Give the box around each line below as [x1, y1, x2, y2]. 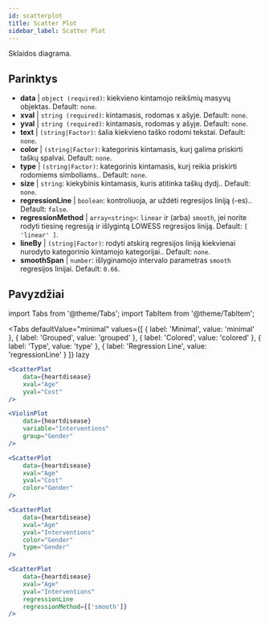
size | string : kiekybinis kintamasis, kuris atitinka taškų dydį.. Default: [19, 178, 251, 189]
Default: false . [19, 204, 69, 214]
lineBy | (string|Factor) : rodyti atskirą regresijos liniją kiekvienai [19, 239, 236, 248]
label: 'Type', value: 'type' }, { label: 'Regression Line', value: [8, 341, 207, 350]
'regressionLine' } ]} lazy [8, 350, 90, 359]
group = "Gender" [22, 432, 74, 440]
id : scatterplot [8, 11, 63, 20]
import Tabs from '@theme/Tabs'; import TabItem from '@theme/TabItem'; [8, 308, 255, 318]
